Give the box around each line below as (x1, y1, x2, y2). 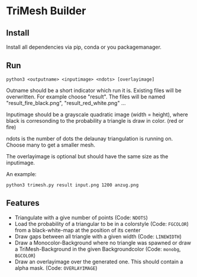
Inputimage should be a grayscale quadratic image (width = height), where (6, 111, 188, 118)
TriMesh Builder (6, 4, 86, 18)
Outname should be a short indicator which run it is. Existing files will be (6, 87, 182, 94)
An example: (6, 170, 37, 177)
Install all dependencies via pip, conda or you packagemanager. (6, 43, 162, 50)
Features (6, 198, 40, 208)
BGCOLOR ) (14, 251, 36, 259)
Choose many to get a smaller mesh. (6, 141, 96, 148)
